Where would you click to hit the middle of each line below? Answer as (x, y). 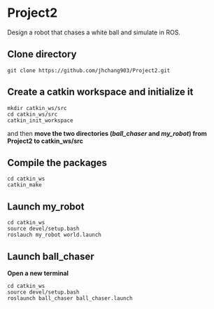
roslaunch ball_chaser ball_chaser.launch (70, 298)
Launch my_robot (46, 206)
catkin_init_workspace (40, 121)
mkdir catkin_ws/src (37, 108)
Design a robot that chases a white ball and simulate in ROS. (94, 32)
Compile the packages (57, 163)
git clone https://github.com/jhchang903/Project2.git (89, 70)
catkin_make (24, 185)
